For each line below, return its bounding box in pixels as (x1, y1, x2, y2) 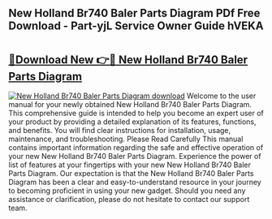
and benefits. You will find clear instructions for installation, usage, (8, 126, 231, 135)
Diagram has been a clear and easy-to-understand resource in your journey (8, 178, 261, 187)
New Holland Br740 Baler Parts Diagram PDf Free (8, 6, 261, 20)
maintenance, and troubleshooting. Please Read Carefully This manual (8, 134, 244, 144)
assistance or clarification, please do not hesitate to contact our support (8, 195, 250, 204)
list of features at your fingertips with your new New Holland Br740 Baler (8, 160, 252, 170)
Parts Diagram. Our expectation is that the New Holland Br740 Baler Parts (8, 169, 254, 178)
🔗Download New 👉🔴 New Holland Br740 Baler (8, 53, 248, 67)
